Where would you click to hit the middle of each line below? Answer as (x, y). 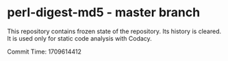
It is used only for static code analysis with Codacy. (79, 38)
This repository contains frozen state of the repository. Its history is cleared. (114, 31)
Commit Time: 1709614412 (45, 52)
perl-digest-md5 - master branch (104, 13)
